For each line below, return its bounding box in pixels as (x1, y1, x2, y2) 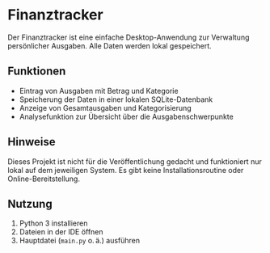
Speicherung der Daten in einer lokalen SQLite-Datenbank (19, 95, 213, 104)
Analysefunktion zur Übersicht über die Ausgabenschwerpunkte (19, 112, 234, 121)
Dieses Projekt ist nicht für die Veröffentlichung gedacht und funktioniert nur (7, 156, 262, 167)
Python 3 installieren (19, 218, 88, 228)
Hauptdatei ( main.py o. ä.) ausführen (19, 236, 141, 246)
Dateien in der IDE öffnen (19, 227, 103, 237)
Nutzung (7, 196, 53, 211)
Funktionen (7, 65, 66, 78)
